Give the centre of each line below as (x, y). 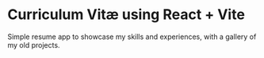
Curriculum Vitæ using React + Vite (126, 15)
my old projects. (34, 44)
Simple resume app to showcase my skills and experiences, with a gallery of (132, 37)
